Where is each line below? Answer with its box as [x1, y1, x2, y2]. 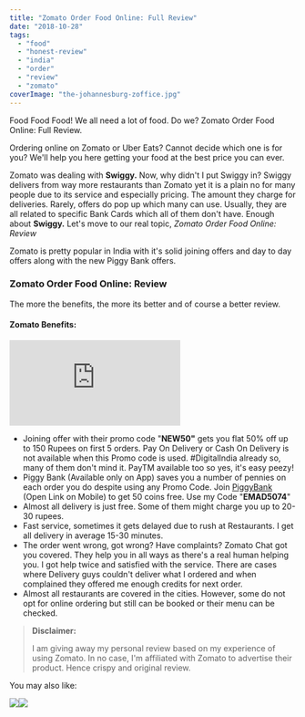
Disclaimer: [31, 626, 76, 636]
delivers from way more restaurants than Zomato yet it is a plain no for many [9, 179, 296, 190]
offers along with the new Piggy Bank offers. [9, 255, 177, 265]
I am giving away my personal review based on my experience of [31, 643, 276, 653]
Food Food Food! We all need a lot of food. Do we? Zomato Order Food [9, 115, 275, 126]
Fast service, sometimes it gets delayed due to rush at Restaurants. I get [22, 521, 294, 531]
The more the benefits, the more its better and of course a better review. [9, 298, 280, 309]
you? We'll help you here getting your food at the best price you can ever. [9, 151, 285, 162]
